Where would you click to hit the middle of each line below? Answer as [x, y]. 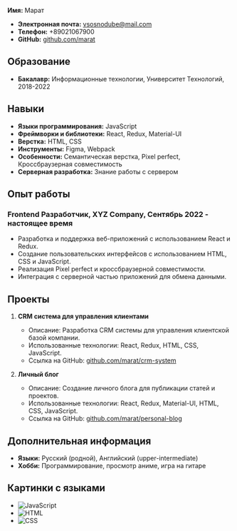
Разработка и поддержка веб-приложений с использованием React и [124, 239]
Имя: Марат [26, 10]
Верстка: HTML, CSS [49, 141]
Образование [39, 62]
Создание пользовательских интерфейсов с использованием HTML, [122, 254]
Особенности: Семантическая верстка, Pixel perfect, [99, 156]
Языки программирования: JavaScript [77, 126]
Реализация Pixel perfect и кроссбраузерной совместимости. [112, 269]
